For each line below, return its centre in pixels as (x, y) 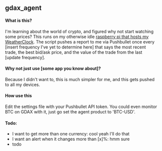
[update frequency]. (25, 57)
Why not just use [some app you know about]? (53, 68)
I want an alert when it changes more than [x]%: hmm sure (71, 139)
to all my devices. (23, 85)
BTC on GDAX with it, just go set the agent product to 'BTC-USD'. (70, 112)
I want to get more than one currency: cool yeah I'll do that (71, 134)
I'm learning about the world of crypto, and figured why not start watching (79, 31)
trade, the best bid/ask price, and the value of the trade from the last (74, 52)
